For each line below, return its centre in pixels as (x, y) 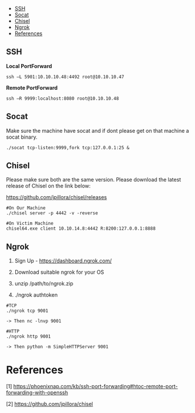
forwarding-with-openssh (37, 392)
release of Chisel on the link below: (48, 186)
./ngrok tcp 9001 (27, 311)
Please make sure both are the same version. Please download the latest (94, 180)
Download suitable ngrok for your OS (59, 272)
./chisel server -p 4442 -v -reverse (52, 213)
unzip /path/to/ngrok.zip (44, 284)
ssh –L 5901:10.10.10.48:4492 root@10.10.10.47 (65, 77)
